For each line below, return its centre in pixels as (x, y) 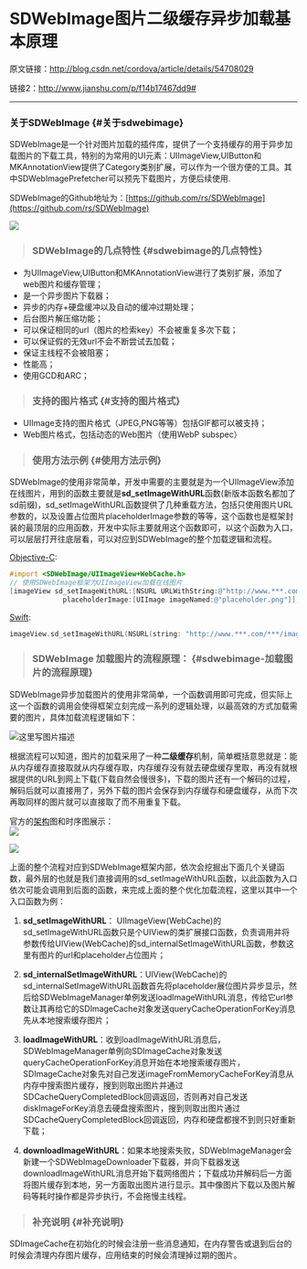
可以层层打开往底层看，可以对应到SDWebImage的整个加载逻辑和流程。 (143, 539)
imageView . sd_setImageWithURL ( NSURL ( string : (95, 634)
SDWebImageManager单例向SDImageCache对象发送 (122, 1050)
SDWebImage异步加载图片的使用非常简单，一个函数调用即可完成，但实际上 (151, 694)
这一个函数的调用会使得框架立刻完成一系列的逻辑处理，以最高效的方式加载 (149, 706)
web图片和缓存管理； (63, 283)
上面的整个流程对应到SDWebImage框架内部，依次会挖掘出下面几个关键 (143, 867)
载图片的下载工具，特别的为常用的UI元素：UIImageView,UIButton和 (136, 155)
